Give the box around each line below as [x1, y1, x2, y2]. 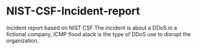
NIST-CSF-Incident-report [6, 4, 140, 18]
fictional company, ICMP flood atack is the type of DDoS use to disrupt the [6, 30, 191, 37]
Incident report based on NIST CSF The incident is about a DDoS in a [6, 24, 178, 31]
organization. [6, 37, 39, 44]
